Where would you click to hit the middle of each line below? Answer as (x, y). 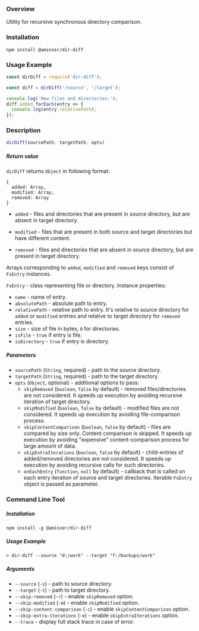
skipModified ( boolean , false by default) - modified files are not (101, 408)
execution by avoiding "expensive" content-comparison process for (106, 440)
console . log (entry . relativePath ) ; (54, 110)
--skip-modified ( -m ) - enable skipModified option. (77, 603)
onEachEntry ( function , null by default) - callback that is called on (104, 471)
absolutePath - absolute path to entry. (61, 303)
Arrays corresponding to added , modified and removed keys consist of (90, 268)
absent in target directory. (46, 220)
